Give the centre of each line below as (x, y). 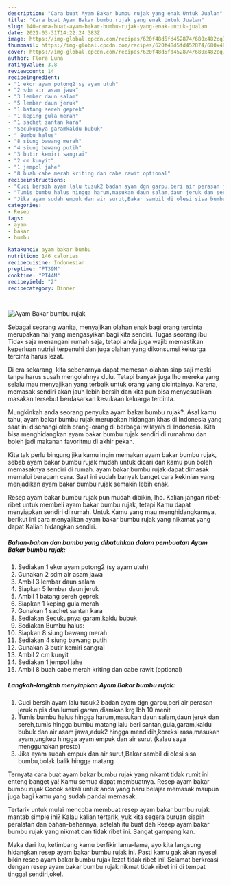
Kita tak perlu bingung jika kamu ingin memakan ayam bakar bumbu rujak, (112, 455)
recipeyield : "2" (33, 282)
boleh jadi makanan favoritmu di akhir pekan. (71, 442)
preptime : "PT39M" (34, 269)
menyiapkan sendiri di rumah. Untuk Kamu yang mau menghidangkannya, (112, 512)
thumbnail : (23, 45)
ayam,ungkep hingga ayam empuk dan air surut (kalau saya (102, 739)
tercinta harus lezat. (36, 356)
